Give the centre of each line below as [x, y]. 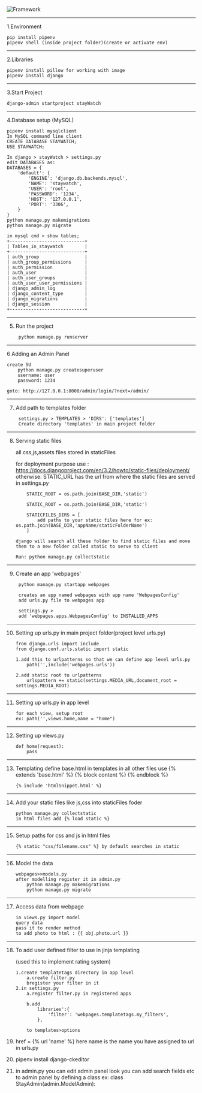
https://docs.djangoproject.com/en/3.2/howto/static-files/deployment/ [102, 470]
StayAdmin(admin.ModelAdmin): [55, 1084]
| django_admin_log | [47, 288]
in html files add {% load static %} [63, 819]
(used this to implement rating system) [63, 961]
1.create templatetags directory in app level [75, 973]
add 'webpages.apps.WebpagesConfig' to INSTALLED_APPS [88, 616]
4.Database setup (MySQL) [40, 120]
